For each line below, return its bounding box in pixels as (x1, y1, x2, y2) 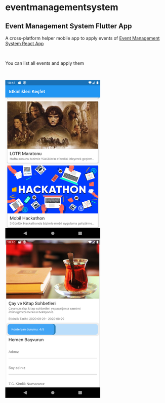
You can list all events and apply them (5, 60, 85, 66)
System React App (5, 41, 44, 47)
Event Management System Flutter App (5, 22, 132, 30)
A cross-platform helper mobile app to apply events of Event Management (5, 35, 160, 41)
